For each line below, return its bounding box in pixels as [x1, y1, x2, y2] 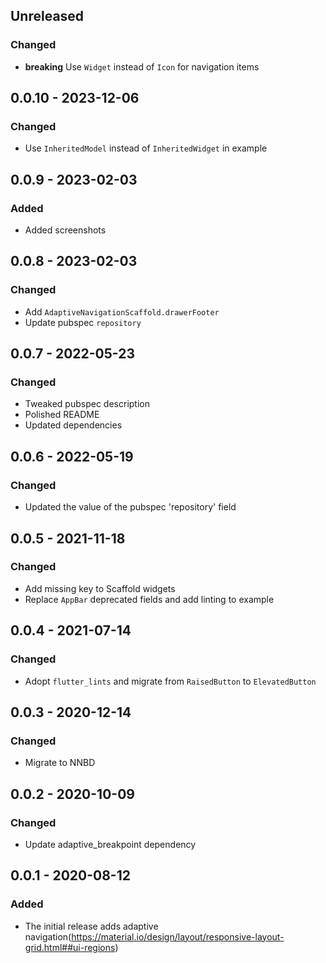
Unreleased [10, 8, 85, 25]
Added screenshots [24, 224, 107, 236]
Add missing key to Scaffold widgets [24, 582, 176, 594]
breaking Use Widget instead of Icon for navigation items [24, 60, 260, 73]
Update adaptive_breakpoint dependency [24, 838, 197, 850]
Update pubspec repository [24, 316, 142, 328]
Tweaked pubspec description [24, 398, 150, 410]
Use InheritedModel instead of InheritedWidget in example [24, 142, 268, 154]
